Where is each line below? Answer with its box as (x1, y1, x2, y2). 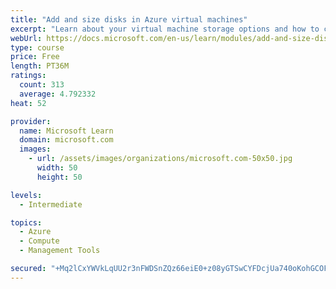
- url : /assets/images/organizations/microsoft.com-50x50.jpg (28, 154, 293, 164)
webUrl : (10, 33, 43, 43)
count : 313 (19, 80, 65, 90)
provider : (10, 116, 52, 126)
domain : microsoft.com (19, 135, 114, 145)
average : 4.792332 (19, 89, 97, 99)
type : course (10, 42, 65, 53)
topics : (10, 217, 43, 228)
